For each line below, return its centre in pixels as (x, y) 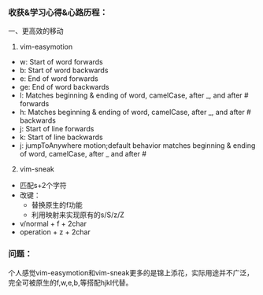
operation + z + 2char (55, 232)
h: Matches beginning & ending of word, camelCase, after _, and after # (135, 112)
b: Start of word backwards (64, 70)
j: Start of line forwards (57, 129)
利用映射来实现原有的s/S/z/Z (78, 215)
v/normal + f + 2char (53, 224)
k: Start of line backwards (61, 137)
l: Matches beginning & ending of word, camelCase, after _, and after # (134, 95)
